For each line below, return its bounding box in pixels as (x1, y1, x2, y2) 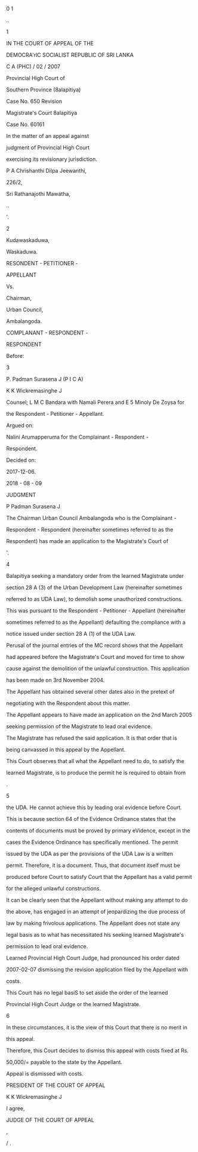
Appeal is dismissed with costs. (6, 1070, 83, 1077)
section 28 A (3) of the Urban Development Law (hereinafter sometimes (6, 584, 183, 591)
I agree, (6, 1105, 25, 1112)
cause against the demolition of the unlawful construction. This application (6, 665, 190, 672)
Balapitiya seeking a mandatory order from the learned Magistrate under (6, 572, 184, 579)
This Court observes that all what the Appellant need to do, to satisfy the (6, 758, 185, 764)
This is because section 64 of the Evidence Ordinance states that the (6, 816, 176, 822)
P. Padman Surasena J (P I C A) (6, 376, 83, 382)
